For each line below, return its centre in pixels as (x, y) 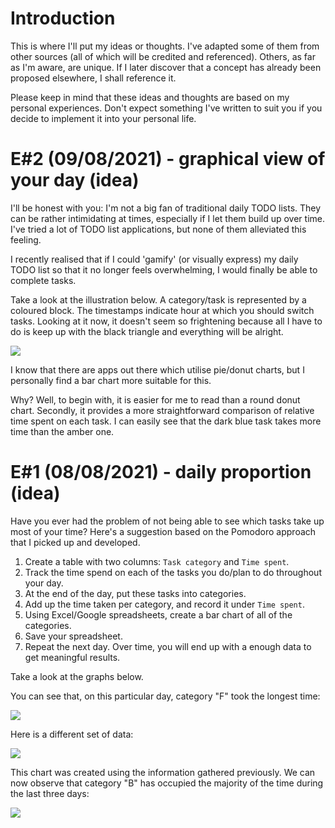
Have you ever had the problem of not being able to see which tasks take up (167, 521)
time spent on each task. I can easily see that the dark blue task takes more (166, 421)
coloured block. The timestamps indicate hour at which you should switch (162, 310)
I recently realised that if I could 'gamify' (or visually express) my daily (154, 259)
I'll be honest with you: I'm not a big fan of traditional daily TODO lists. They (166, 208)
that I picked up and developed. (75, 542)
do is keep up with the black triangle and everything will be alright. (147, 331)
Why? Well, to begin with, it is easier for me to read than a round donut (155, 399)
